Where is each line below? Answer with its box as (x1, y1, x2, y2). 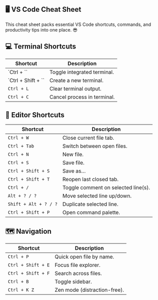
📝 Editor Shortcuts (5, 111, 65, 119)
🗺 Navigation (5, 227, 52, 236)
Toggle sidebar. (54, 278, 92, 285)
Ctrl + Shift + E (8, 262, 50, 268)
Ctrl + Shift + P (8, 210, 50, 215)
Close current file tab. (62, 134, 115, 141)
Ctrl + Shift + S (8, 168, 50, 174)
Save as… (62, 167, 86, 174)
